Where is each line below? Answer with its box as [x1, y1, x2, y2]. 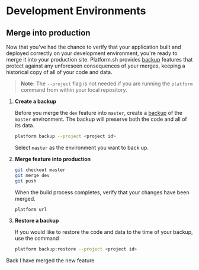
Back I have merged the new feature [6, 257, 95, 264]
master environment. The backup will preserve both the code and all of [14, 115, 188, 123]
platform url [14, 206, 47, 213]
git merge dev [14, 172, 50, 178]
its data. [14, 122, 34, 128]
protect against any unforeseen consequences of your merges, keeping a [6, 62, 185, 69]
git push [14, 178, 37, 184]
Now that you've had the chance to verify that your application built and [6, 43, 182, 50]
